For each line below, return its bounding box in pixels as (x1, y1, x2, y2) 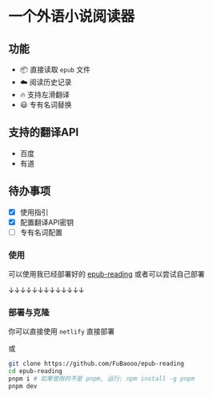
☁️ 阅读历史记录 (19, 77, 72, 87)
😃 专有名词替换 (19, 100, 72, 109)
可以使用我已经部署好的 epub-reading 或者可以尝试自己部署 (8, 269, 205, 279)
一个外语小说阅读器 (8, 7, 135, 26)
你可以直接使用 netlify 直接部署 (8, 326, 115, 336)
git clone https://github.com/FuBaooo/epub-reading (8, 359, 184, 368)
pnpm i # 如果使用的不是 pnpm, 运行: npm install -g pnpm (8, 375, 195, 383)
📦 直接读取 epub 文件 (19, 65, 90, 74)
